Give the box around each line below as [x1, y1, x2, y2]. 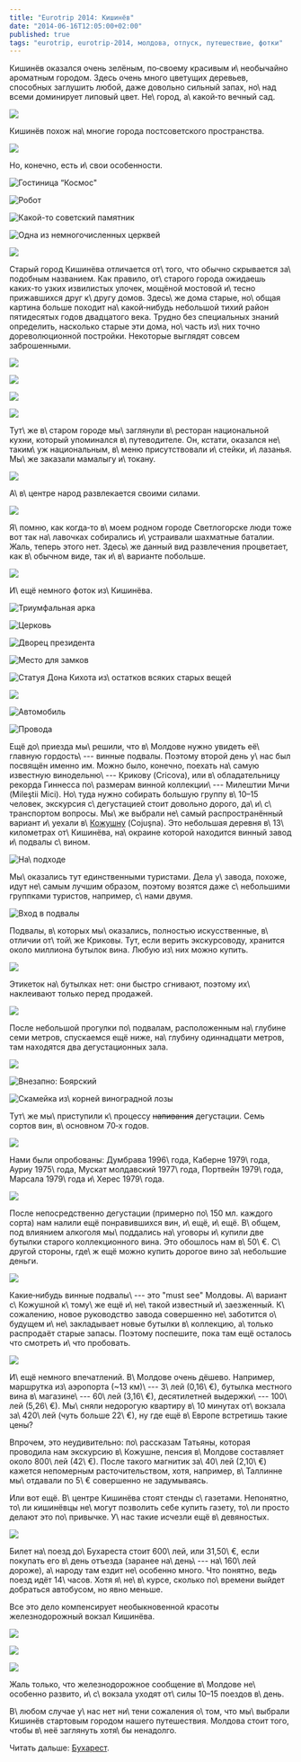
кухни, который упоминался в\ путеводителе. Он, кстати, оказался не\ [9, 435, 280, 446]
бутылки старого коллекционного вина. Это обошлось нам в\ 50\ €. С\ [9, 1236, 280, 1247]
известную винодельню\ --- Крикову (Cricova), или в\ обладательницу [9, 770, 280, 781]
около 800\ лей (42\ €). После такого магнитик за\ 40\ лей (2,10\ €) [9, 1457, 267, 1467]
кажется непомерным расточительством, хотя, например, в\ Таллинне [9, 1465, 283, 1476]
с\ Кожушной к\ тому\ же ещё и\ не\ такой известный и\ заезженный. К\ [9, 1299, 285, 1310]
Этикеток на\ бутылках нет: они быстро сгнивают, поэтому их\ [9, 978, 251, 989]
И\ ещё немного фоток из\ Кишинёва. [9, 585, 153, 596]
